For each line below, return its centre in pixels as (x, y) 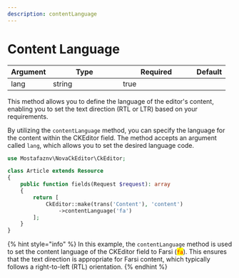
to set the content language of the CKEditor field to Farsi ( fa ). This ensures (117, 252)
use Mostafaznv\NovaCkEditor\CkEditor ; (67, 158)
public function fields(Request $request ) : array (96, 185)
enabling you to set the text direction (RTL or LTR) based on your (102, 109)
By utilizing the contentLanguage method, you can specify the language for (116, 130)
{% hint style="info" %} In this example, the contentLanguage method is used (120, 244)
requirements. (28, 116)
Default (209, 72)
